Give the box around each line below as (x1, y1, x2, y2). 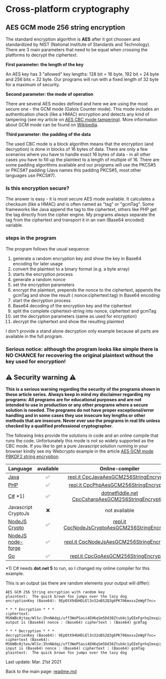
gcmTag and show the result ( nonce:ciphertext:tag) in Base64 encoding (12, 292, 160, 298)
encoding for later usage (12, 260, 63, 266)
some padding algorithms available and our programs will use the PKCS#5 (5, 162, 156, 168)
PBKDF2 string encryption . (5, 454, 60, 460)
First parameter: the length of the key (5, 62, 84, 67)
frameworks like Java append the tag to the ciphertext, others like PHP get (5, 207, 157, 212)
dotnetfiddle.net (101, 490, 138, 497)
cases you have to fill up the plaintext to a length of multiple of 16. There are (5, 157, 160, 163)
